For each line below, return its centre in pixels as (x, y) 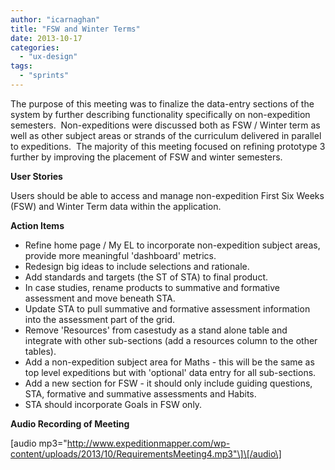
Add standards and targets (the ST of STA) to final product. (146, 277)
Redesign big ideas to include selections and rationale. (137, 266)
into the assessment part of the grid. (100, 319)
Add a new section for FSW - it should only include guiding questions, (168, 383)
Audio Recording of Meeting (70, 423)
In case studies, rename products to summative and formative (152, 287)
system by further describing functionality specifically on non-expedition (160, 114)
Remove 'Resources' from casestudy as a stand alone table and (156, 330)
